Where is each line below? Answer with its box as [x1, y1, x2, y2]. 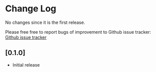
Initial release [12, 62, 40, 68]
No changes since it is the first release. [5, 19, 86, 25]
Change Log [5, 3, 56, 14]
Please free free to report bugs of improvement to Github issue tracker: [5, 29, 151, 35]
